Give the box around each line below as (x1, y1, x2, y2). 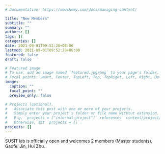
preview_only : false (9, 93, 52, 98)
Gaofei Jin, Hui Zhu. (5, 143, 45, 149)
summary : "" (5, 25, 29, 30)
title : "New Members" (5, 16, 50, 21)
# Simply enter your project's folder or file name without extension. (5, 111, 160, 116)
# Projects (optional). (5, 102, 54, 107)
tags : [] (5, 34, 23, 39)
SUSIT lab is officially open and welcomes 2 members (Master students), (5, 138, 153, 144)
